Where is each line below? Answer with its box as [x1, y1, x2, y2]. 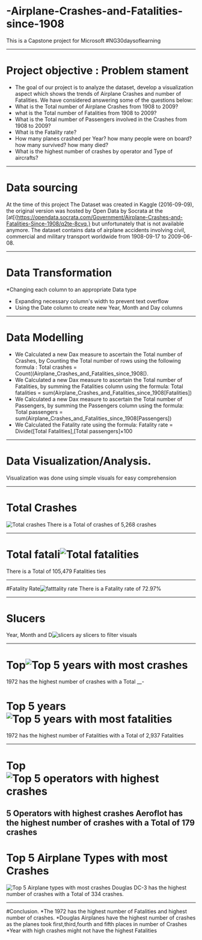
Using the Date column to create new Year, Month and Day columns [14, 304, 183, 311]
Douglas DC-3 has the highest [112, 884, 187, 891]
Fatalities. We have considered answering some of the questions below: [14, 96, 194, 104]
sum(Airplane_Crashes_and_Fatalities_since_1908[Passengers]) [14, 415, 172, 422]
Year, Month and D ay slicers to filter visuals [6, 631, 137, 639]
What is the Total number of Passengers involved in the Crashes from [14, 116, 188, 123]
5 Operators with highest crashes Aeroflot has [6, 808, 183, 818]
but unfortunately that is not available [91, 220, 185, 227]
